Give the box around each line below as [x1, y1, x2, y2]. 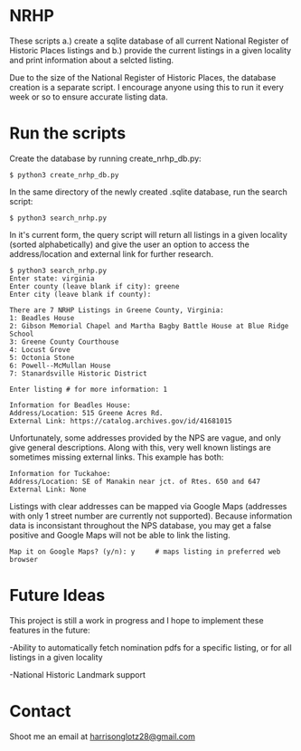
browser [9, 555, 39, 564]
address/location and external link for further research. [9, 248, 214, 259]
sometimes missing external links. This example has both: [9, 452, 224, 462]
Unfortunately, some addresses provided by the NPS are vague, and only [9, 432, 282, 443]
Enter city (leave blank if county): [9, 290, 152, 299]
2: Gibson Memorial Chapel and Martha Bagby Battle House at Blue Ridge [9, 321, 289, 330]
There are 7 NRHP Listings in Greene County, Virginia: [9, 305, 224, 315]
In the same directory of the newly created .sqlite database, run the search [9, 186, 287, 197]
